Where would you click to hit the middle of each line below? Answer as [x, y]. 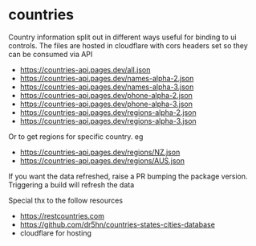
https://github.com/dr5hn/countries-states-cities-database [117, 224]
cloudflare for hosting [56, 233]
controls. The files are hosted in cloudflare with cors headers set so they [128, 45]
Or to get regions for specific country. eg [76, 136]
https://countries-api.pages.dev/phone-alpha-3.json [106, 104]
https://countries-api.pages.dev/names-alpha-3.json [107, 87]
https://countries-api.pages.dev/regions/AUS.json [102, 160]
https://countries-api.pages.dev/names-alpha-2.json [107, 78]
